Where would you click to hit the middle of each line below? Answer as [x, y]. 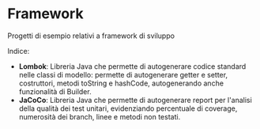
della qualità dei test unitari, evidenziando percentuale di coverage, [128, 108]
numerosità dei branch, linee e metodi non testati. [100, 116]
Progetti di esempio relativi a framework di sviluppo [91, 36]
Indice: [19, 51]
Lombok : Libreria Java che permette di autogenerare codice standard [132, 66]
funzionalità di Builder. [55, 91]
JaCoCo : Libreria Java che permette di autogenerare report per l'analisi [135, 100]
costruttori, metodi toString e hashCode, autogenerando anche [121, 83]
